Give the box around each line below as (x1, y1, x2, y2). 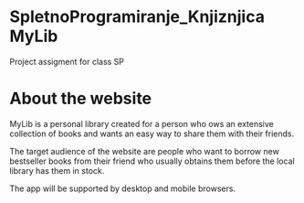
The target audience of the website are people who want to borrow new (9, 145, 280, 156)
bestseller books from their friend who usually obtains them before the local (9, 155, 295, 166)
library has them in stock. (9, 165, 105, 176)
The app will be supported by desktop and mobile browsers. (9, 183, 236, 194)
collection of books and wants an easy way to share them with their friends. (9, 128, 295, 139)
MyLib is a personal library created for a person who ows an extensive (9, 118, 274, 129)
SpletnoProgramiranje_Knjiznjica (9, 6, 265, 27)
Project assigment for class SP (9, 56, 125, 67)
